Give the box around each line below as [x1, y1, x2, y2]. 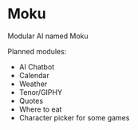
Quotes [18, 96, 44, 105]
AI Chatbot [18, 61, 55, 72]
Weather [18, 79, 48, 89]
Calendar [18, 70, 49, 80]
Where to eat [18, 104, 62, 114]
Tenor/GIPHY [18, 87, 63, 97]
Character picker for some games [18, 112, 130, 122]
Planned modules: [7, 46, 67, 56]
